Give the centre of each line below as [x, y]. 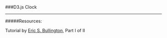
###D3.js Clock [21, 7]
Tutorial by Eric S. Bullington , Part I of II [45, 30]
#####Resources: [24, 21]
